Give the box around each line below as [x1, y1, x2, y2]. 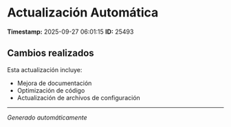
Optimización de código [16, 86, 85, 94]
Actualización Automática [7, 5, 159, 21]
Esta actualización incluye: [7, 65, 82, 73]
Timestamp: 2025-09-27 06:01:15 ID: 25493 [7, 27, 134, 36]
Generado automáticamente [7, 113, 87, 122]
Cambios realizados [7, 47, 94, 59]
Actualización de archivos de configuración [16, 93, 141, 102]
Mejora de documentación [16, 79, 92, 87]
